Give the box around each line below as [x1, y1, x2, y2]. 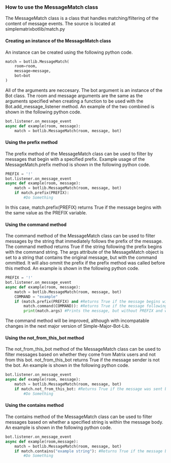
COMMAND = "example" [14, 294, 58, 299]
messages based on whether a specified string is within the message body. [5, 419, 164, 425]
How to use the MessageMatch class [5, 4, 98, 11]
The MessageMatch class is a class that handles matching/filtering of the [5, 15, 159, 21]
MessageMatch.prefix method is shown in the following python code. [5, 161, 151, 167]
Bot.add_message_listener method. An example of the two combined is [5, 103, 155, 109]
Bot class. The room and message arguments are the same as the [5, 92, 143, 99]
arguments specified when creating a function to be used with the [5, 98, 144, 104]
